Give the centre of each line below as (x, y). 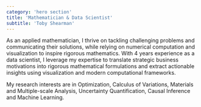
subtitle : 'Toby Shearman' (41, 23)
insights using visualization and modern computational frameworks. (91, 73)
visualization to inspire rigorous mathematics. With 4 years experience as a (100, 53)
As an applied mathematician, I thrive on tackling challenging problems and (100, 41)
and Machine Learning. (35, 97)
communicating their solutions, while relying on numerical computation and (101, 47)
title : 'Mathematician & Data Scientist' (60, 18)
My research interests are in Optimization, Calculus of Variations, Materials (100, 85)
